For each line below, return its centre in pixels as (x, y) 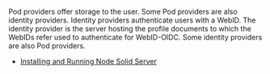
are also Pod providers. (47, 46)
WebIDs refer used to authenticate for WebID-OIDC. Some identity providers (135, 37)
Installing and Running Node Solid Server (89, 61)
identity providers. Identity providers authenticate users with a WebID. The (132, 20)
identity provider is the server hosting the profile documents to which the (130, 29)
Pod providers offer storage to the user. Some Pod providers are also (123, 12)
